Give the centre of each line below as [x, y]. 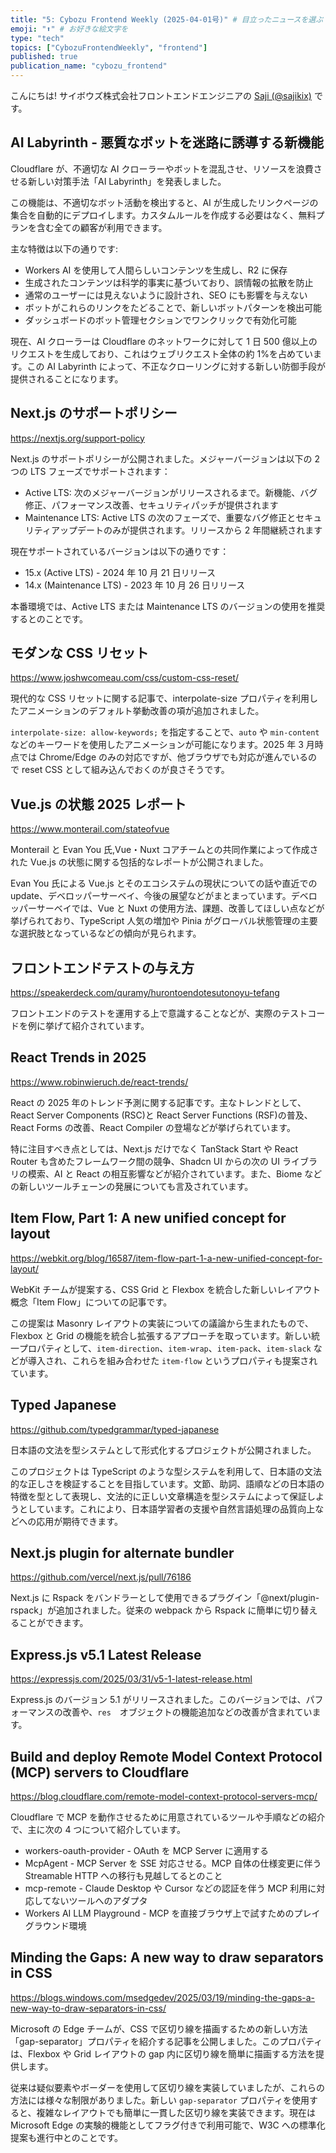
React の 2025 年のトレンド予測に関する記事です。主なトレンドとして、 [158, 1102]
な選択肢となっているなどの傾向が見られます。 [106, 933]
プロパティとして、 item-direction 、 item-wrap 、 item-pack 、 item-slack [165, 1348]
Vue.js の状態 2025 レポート [98, 804]
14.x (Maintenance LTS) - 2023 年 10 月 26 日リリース [135, 585]
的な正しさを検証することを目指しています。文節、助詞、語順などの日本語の [167, 1483]
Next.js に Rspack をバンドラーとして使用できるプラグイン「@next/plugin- [165, 1598]
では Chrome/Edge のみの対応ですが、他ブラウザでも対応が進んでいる [163, 757]
